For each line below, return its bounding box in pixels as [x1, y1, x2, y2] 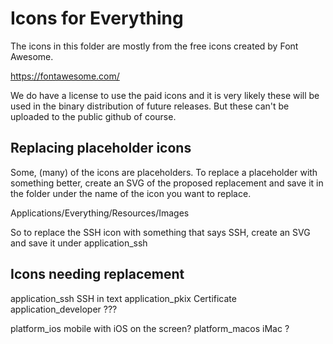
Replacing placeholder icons [10, 140, 192, 157]
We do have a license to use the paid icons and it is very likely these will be [10, 89, 320, 101]
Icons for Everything [10, 7, 184, 30]
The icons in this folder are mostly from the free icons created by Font [10, 40, 299, 52]
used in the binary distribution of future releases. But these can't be [10, 100, 290, 112]
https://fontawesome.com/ [10, 70, 120, 82]
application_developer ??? [10, 303, 118, 315]
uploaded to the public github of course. [10, 110, 177, 122]
